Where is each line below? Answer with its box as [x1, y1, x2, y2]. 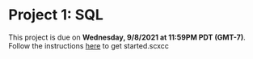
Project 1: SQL [8, 6, 103, 24]
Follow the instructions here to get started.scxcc [8, 40, 170, 50]
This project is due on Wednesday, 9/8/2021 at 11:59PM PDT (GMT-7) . [8, 32, 246, 42]
